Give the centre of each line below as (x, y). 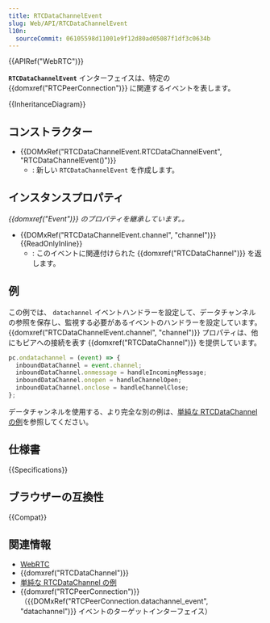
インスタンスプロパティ (66, 198)
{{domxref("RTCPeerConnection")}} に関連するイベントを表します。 (122, 88)
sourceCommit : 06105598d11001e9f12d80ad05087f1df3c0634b (113, 38)
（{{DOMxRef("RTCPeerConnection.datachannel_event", (114, 601)
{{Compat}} (27, 517)
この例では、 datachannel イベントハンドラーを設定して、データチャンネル (132, 312)
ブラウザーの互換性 (56, 497)
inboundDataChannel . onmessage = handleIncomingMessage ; (111, 373)
